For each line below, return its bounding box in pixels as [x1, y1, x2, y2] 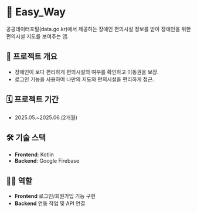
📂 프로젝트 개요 [6, 52, 57, 62]
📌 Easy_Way [6, 5, 66, 19]
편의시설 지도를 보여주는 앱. [6, 32, 69, 40]
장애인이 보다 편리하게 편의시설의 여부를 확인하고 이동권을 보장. [14, 68, 159, 75]
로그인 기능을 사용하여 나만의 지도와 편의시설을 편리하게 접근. [14, 76, 154, 83]
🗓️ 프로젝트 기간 [6, 95, 59, 105]
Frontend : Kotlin [14, 151, 55, 158]
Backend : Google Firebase [14, 157, 80, 164]
